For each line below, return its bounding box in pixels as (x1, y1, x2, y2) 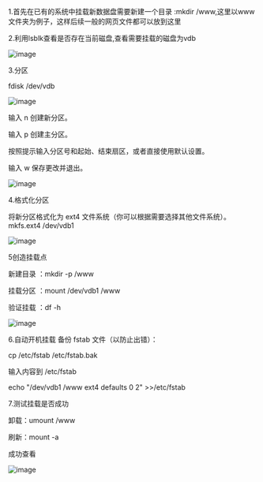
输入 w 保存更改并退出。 (8, 163, 88, 172)
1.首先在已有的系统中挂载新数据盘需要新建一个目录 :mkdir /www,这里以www (8, 7, 255, 16)
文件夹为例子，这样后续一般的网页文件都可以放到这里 (8, 17, 182, 26)
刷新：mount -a (8, 432, 59, 442)
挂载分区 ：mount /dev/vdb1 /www (8, 286, 121, 295)
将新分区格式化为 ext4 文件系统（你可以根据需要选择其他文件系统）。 (8, 212, 231, 221)
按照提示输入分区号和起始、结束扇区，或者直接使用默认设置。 (8, 147, 209, 155)
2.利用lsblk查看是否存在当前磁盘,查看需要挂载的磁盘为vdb (8, 34, 196, 43)
